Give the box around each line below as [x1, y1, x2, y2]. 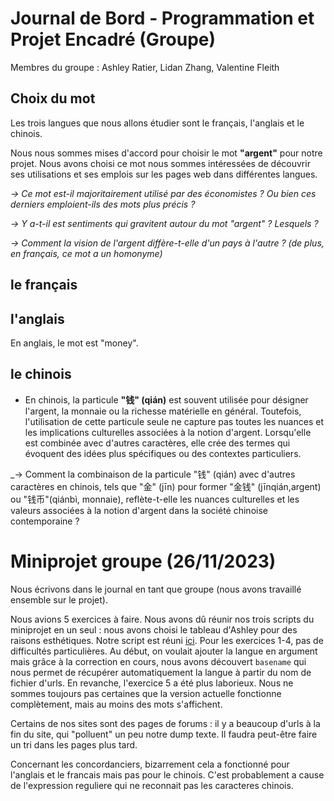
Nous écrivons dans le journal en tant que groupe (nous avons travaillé [10, 583, 302, 595]
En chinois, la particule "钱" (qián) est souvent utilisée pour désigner [24, 393, 309, 406]
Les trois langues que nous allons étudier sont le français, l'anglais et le [10, 117, 305, 129]
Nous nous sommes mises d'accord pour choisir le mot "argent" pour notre [10, 147, 323, 159]
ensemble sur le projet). [10, 593, 108, 606]
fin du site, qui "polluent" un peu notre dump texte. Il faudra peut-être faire [10, 728, 318, 740]
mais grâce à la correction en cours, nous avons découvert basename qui [10, 655, 307, 667]
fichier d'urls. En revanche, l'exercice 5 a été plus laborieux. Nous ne [10, 677, 294, 689]
